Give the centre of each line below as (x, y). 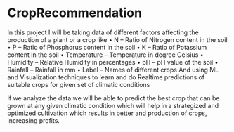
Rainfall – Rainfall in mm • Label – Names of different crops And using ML (113, 70)
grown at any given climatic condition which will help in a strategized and (113, 105)
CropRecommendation (75, 13)
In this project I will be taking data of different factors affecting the (103, 32)
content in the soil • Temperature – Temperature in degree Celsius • (105, 55)
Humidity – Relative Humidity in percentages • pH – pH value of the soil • (113, 62)
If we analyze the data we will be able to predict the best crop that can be (113, 98)
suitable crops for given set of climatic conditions (79, 84)
